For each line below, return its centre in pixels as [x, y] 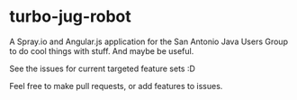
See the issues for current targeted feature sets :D [103, 68]
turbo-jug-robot [71, 17]
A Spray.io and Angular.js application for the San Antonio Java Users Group [148, 41]
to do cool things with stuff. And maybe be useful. [102, 50]
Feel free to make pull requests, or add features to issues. [116, 86]
